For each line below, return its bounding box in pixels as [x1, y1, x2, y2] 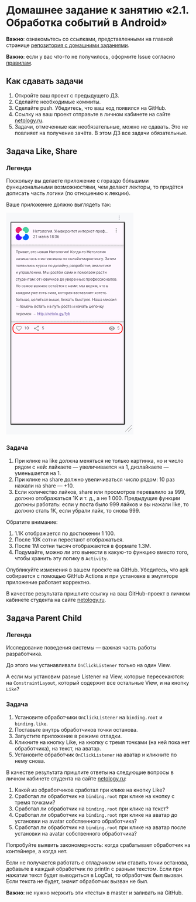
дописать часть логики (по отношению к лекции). [6, 190, 130, 197]
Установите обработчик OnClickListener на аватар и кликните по [14, 751, 177, 758]
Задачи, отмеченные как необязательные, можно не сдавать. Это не [14, 123, 188, 130]
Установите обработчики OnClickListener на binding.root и [14, 713, 163, 721]
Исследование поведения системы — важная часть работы [6, 644, 157, 651]
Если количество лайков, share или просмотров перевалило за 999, [14, 488, 186, 495]
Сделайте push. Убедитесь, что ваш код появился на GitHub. [14, 104, 167, 112]
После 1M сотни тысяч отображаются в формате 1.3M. [14, 542, 152, 549]
